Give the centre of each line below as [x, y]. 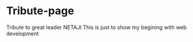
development [23, 33]
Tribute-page [40, 11]
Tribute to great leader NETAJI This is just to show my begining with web [96, 27]
